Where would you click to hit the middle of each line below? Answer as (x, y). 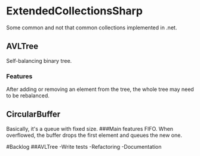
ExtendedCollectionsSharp (75, 11)
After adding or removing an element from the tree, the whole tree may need (100, 89)
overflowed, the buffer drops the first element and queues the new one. (94, 135)
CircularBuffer (33, 114)
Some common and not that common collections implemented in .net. (92, 27)
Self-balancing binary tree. (39, 60)
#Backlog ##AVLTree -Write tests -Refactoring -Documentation (84, 146)
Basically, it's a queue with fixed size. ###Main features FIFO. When (90, 129)
